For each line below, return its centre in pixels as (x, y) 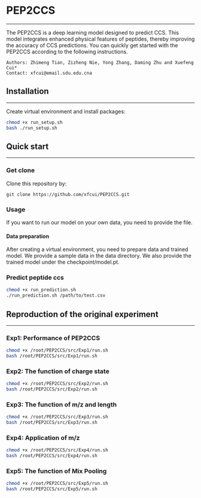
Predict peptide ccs (35, 277)
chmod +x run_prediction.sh (41, 290)
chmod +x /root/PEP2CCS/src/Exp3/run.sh (57, 417)
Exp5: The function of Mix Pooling (57, 471)
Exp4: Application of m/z (43, 438)
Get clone (20, 170)
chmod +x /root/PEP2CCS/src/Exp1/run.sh (57, 350)
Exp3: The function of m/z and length (62, 404)
